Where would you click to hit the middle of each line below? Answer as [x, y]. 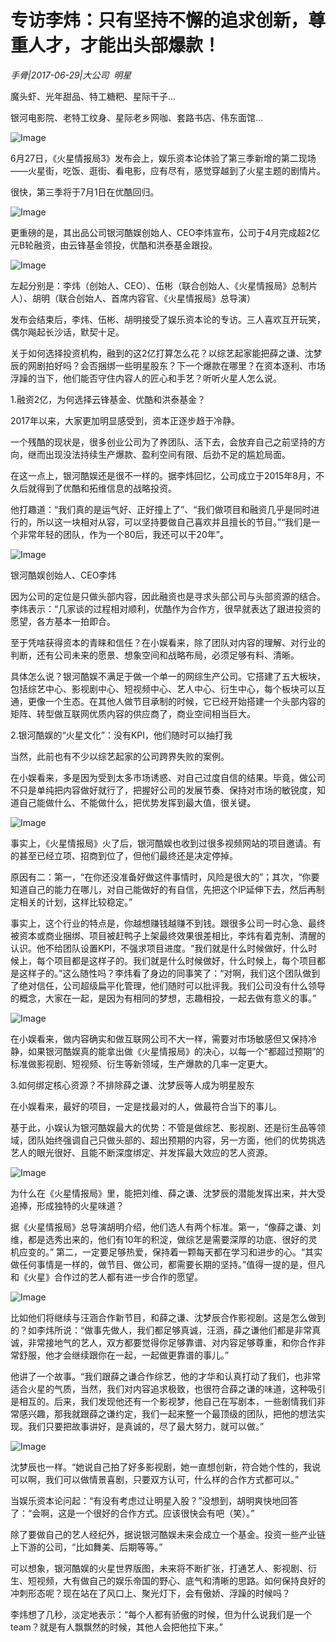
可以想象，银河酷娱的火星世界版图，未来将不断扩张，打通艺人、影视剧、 [159, 1568]
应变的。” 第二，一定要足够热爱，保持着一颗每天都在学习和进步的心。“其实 [170, 1252]
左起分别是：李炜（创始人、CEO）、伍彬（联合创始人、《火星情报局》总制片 [164, 285]
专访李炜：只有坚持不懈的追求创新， [159, 20]
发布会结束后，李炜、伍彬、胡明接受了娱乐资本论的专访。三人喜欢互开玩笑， [168, 319]
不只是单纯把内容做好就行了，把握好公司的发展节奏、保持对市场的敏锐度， [163, 790]
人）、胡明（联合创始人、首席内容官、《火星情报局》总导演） [133, 298]
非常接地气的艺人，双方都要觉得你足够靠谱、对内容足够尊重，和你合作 [172, 1342]
